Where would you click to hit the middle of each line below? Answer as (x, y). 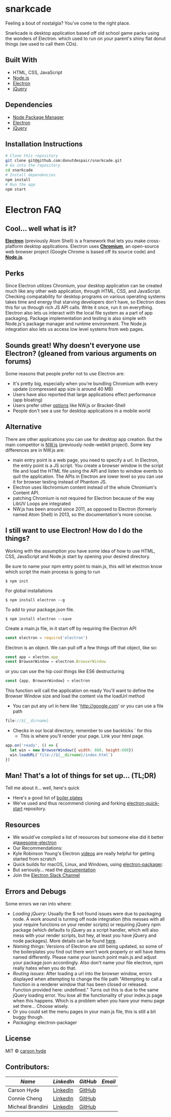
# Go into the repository (33, 165)
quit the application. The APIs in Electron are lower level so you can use (88, 476)
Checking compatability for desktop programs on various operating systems (86, 297)
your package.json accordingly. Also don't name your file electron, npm (88, 962)
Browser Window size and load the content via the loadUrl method (75, 696)
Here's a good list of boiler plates (47, 798)
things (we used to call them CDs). (42, 44)
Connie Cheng (25, 1098)
